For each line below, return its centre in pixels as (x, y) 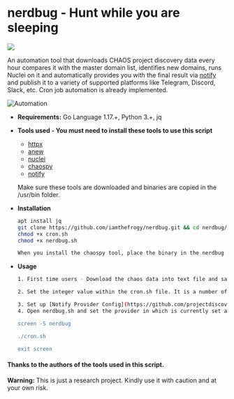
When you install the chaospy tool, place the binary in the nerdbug (121, 253)
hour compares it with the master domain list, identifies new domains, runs (115, 67)
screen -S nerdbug (44, 324)
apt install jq (39, 221)
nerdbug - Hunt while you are (94, 13)
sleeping (33, 28)
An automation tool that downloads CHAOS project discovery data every (111, 60)
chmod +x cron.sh (43, 234)
